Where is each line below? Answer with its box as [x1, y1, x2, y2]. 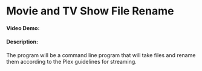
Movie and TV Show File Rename [6, 4, 174, 18]
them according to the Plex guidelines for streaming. [6, 58, 137, 65]
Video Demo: [6, 24, 40, 31]
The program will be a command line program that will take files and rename [6, 51, 196, 58]
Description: [6, 38, 38, 46]
